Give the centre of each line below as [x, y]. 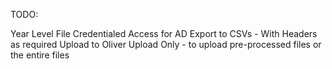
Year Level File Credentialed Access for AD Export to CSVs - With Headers [164, 33]
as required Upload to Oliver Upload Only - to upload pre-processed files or [166, 44]
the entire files [40, 55]
